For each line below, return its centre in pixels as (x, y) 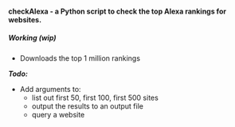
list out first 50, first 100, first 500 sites (95, 97)
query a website (58, 114)
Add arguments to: (50, 89)
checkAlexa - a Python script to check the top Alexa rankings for (117, 11)
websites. (25, 19)
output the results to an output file (87, 106)
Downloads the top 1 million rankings (80, 58)
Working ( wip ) (33, 38)
